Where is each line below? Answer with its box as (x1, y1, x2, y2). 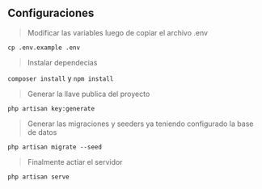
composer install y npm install (7, 73, 114, 83)
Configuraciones (7, 6, 95, 20)
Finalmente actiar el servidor (27, 157, 123, 166)
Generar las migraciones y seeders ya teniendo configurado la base (27, 119, 254, 128)
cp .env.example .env (7, 44, 81, 52)
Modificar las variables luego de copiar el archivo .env (27, 27, 208, 37)
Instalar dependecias (27, 57, 98, 67)
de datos (27, 127, 57, 136)
